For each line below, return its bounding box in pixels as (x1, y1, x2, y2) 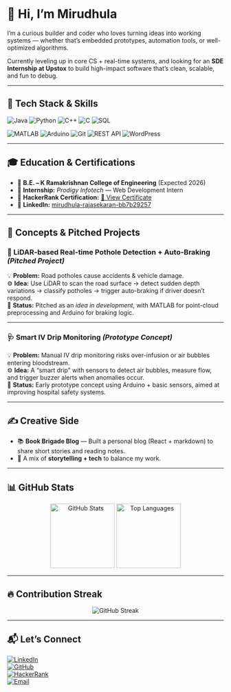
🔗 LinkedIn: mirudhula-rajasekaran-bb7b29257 (16, 200, 151, 208)
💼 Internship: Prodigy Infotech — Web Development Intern (16, 186, 184, 194)
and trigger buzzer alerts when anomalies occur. (7, 373, 144, 381)
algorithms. (36, 43, 69, 52)
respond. (7, 294, 33, 302)
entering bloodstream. (7, 358, 70, 367)
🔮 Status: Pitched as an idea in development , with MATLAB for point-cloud (7, 301, 219, 310)
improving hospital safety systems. (7, 388, 107, 396)
